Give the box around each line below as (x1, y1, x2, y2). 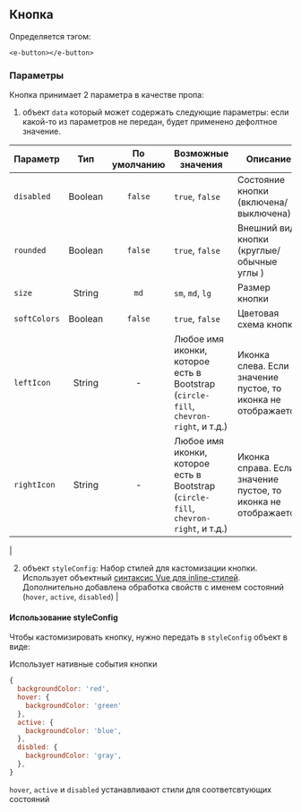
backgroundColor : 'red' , (17, 685, 110, 694)
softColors (13, 314, 60, 324)
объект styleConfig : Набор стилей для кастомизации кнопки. (21, 563, 258, 573)
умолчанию (111, 159, 166, 171)
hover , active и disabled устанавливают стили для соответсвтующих (9, 784, 271, 795)
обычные (236, 256, 278, 268)
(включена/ (236, 196, 288, 209)
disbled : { (17, 743, 58, 752)
